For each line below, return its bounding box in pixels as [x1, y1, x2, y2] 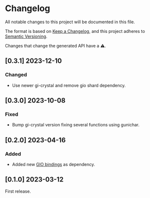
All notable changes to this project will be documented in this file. [5, 19, 135, 25]
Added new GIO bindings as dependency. [12, 162, 95, 167]
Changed [5, 71, 28, 78]
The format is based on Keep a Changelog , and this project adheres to [5, 28, 145, 34]
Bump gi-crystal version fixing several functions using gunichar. [12, 122, 139, 128]
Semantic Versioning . [5, 33, 47, 39]
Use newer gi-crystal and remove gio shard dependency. [12, 82, 126, 88]
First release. [5, 188, 31, 194]
